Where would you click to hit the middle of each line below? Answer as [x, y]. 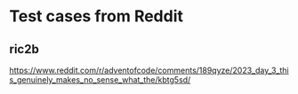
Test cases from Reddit [97, 16]
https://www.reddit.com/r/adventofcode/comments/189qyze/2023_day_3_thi [149, 70]
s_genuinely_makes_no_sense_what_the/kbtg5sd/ [100, 80]
